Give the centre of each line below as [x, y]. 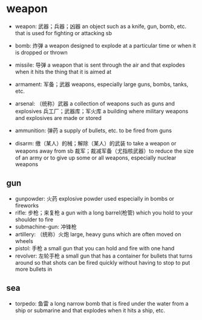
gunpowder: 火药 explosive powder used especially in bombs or [94, 198]
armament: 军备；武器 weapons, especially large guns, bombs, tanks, [102, 84]
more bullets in [34, 269]
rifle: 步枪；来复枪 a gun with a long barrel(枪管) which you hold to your [104, 212]
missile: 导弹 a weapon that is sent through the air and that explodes [100, 65]
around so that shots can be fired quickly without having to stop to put [103, 262]
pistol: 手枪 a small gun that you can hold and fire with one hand [95, 248]
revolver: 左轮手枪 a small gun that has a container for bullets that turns [104, 256]
